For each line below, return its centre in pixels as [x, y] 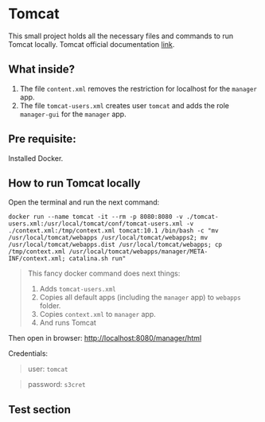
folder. [50, 306]
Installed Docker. [36, 158]
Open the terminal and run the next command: [84, 202]
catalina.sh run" [97, 259]
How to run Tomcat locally [74, 183]
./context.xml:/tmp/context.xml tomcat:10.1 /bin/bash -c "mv [113, 231]
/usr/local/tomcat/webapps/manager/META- [138, 252]
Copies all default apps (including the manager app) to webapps [140, 297]
